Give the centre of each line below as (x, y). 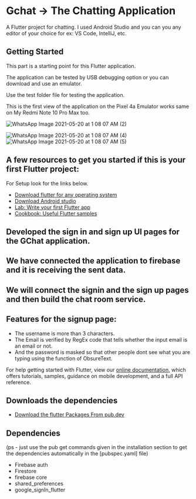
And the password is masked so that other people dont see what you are (102, 352)
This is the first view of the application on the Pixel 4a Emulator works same (98, 106)
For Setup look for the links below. (47, 183)
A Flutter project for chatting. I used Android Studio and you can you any (94, 27)
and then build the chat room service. (76, 299)
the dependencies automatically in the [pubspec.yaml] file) (77, 454)
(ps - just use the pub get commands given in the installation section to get (97, 447)
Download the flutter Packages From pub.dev (69, 414)
